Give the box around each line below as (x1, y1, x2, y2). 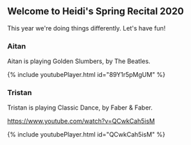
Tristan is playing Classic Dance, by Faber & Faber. (7, 103, 153, 112)
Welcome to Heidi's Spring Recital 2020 (7, 6, 184, 17)
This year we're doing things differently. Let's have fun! (7, 24, 166, 32)
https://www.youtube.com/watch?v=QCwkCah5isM (7, 117, 155, 126)
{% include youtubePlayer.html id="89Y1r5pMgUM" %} (7, 71, 166, 79)
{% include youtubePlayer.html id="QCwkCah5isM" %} (7, 130, 166, 139)
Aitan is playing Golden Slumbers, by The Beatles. (7, 57, 151, 65)
